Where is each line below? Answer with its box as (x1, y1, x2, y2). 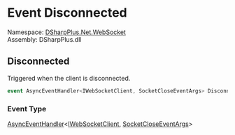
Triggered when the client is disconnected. (7, 74, 131, 82)
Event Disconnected (7, 5, 127, 21)
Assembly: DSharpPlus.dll (7, 35, 82, 43)
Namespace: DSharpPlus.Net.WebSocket (7, 28, 126, 36)
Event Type (7, 104, 47, 113)
